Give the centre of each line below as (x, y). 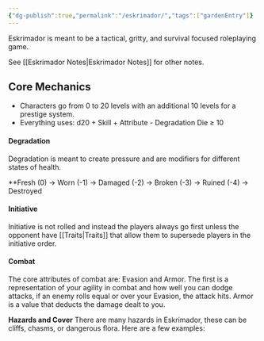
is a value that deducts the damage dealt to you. (87, 305)
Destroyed (25, 190)
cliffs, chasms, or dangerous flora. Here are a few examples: (107, 328)
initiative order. (33, 243)
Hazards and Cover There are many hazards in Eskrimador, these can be (128, 320)
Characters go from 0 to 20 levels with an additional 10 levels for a (128, 106)
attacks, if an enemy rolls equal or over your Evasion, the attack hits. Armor (131, 296)
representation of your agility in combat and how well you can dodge (121, 288)
